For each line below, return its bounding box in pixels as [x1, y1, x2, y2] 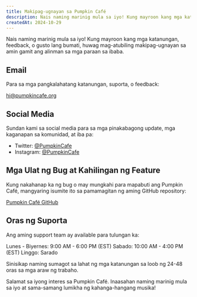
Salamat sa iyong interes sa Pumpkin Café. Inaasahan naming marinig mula [6, 278, 188, 285]
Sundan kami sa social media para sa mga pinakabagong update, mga [6, 124, 176, 131]
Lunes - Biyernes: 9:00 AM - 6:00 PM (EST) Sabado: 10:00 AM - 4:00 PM [6, 242, 184, 249]
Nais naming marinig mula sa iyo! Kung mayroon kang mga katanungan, [6, 36, 179, 43]
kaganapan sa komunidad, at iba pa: [6, 131, 94, 138]
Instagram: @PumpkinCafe [14, 148, 80, 156]
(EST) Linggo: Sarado [6, 249, 58, 256]
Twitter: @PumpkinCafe [14, 142, 72, 149]
